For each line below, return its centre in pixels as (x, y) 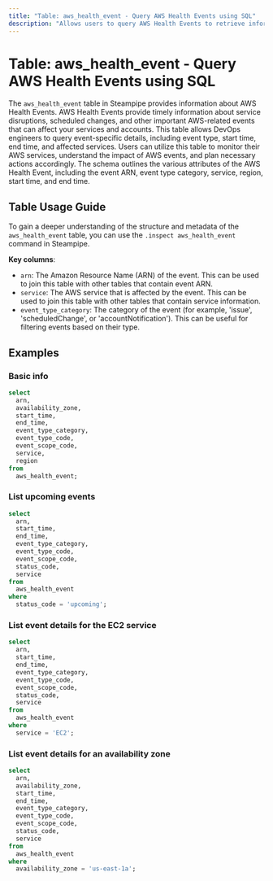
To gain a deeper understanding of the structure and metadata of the (124, 227)
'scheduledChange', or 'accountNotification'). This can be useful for (134, 319)
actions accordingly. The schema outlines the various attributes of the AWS (134, 164)
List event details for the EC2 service (82, 626)
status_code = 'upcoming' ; (61, 604)
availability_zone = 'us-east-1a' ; (76, 869)
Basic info (28, 376)
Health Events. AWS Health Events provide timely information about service (135, 112)
